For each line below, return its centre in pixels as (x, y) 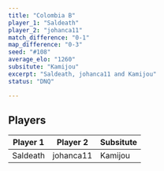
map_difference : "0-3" (45, 45)
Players (27, 120)
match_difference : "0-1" (49, 37)
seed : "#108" (30, 52)
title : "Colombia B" (42, 15)
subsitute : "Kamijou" (44, 67)
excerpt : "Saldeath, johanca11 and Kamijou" (82, 74)
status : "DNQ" (32, 81)
